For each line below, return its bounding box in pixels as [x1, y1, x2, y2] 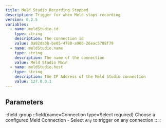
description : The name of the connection [14, 55, 104, 60]
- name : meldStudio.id [10, 27, 59, 32]
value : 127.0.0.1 [14, 79, 52, 84]
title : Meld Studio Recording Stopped [5, 7, 88, 13]
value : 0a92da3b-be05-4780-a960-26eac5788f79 [14, 41, 114, 46]
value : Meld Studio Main [14, 60, 68, 65]
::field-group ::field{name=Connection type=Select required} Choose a [5, 111, 156, 118]
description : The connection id [14, 36, 84, 41]
